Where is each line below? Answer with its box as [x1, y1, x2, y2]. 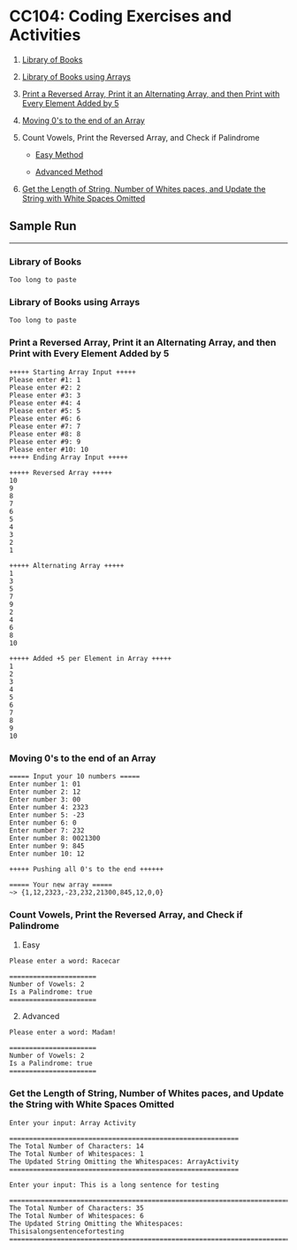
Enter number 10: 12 [9, 849, 86, 858]
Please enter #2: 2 [9, 383, 81, 392]
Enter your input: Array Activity [9, 1118, 137, 1127]
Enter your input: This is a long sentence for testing [9, 1180, 219, 1189]
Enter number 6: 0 [9, 818, 77, 827]
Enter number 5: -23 [9, 810, 86, 819]
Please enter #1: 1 [9, 375, 81, 384]
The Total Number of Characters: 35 [9, 1203, 144, 1213]
